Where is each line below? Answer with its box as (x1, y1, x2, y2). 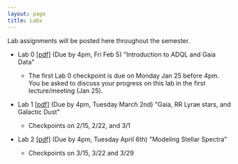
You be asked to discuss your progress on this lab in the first (28, 78, 206, 87)
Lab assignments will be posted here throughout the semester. (7, 36, 190, 45)
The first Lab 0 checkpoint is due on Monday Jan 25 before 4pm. (28, 71, 220, 80)
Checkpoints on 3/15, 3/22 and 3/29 (28, 148, 134, 157)
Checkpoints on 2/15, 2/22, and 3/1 (28, 121, 131, 129)
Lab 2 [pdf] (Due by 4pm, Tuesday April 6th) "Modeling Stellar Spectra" (17, 135, 227, 143)
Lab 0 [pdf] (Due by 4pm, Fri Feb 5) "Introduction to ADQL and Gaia (17, 50, 216, 59)
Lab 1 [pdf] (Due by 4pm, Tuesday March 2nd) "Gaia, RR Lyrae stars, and (17, 100, 232, 108)
